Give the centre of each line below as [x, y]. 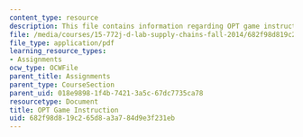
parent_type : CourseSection [62, 85]
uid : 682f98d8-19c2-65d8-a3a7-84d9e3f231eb [92, 118]
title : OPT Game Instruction [64, 110]
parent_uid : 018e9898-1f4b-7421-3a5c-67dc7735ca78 [106, 93]
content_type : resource [54, 18]
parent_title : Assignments [60, 77]
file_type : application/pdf [62, 43]
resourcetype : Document [54, 101]
